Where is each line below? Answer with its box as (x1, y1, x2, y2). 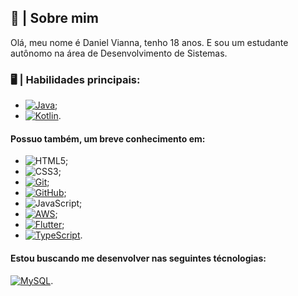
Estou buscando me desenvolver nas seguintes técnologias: (10, 252, 267, 264)
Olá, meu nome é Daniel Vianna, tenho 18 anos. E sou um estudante (10, 36, 289, 48)
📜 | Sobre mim (10, 10, 99, 27)
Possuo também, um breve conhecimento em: (10, 132, 206, 145)
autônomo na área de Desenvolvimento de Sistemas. (10, 47, 228, 59)
